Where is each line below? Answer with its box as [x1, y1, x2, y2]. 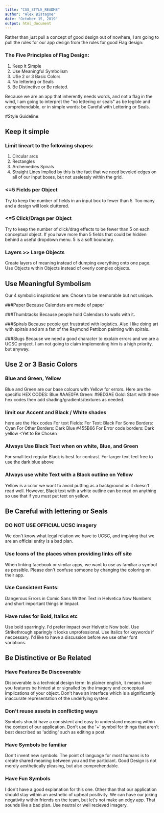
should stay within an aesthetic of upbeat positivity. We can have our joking [5, 791, 158, 797]
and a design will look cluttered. [5, 203, 70, 209]
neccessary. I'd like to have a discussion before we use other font [5, 634, 138, 640]
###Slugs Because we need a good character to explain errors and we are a [5, 336, 159, 341]
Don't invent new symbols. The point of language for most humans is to [5, 753, 149, 759]
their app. [5, 572, 24, 578]
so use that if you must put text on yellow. [5, 493, 89, 498]
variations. [5, 640, 26, 646]
